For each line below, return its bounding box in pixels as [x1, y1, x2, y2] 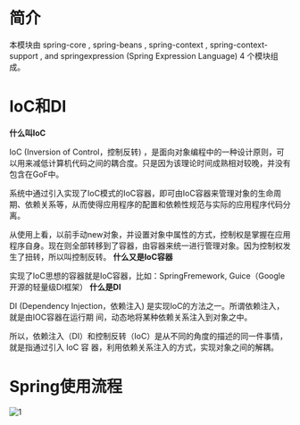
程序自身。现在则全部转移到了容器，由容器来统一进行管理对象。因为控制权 [9, 240, 283, 251]
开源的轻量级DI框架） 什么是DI [9, 281, 121, 292]
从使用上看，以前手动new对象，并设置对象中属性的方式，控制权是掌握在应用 [9, 229, 291, 239]
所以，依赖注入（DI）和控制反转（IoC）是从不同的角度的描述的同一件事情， [9, 330, 288, 341]
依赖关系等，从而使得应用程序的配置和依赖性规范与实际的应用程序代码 [24, 198, 283, 210]
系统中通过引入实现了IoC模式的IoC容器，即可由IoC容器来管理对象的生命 [9, 187, 274, 198]
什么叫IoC [9, 127, 46, 138]
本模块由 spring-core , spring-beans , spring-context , [9, 39, 208, 50]
